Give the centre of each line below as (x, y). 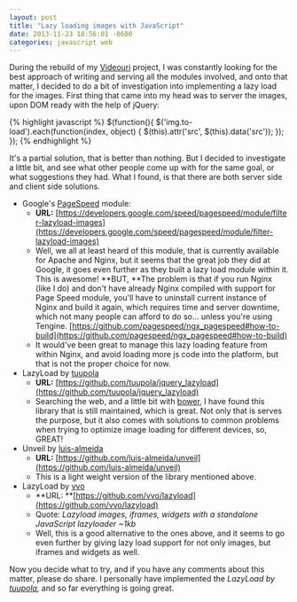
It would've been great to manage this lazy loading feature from (151, 345)
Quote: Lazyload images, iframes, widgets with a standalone (147, 514)
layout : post (33, 17)
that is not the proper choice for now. (103, 364)
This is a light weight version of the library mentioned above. (146, 477)
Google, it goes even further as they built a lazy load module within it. (162, 270)
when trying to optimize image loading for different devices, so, (151, 430)
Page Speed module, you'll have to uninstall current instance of (151, 298)
